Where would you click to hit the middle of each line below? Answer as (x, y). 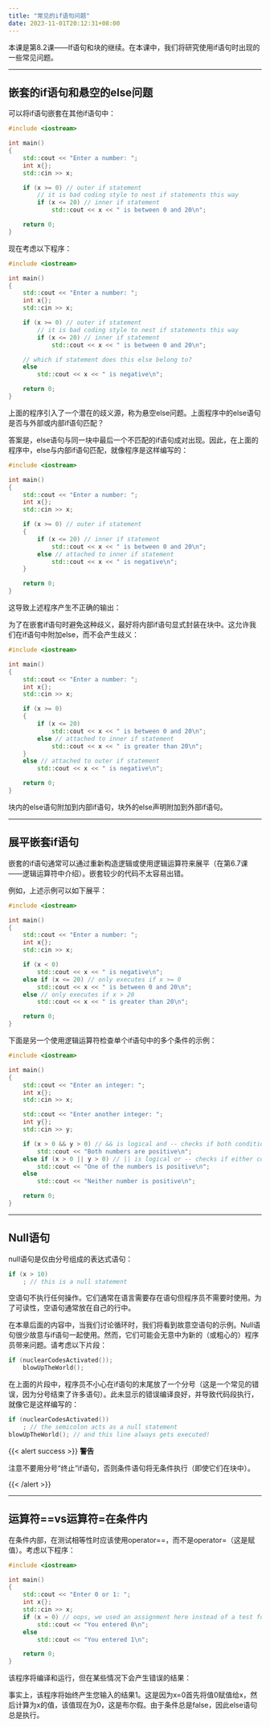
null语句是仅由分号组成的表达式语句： (71, 1259)
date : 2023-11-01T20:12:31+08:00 (64, 23)
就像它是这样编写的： (43, 1404)
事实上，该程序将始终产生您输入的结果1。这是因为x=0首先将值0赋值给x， (129, 1695)
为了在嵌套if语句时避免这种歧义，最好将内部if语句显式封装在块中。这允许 (129, 625)
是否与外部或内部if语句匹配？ (56, 422)
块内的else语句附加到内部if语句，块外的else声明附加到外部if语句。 (118, 807)
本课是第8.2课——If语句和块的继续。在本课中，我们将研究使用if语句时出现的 (134, 47)
